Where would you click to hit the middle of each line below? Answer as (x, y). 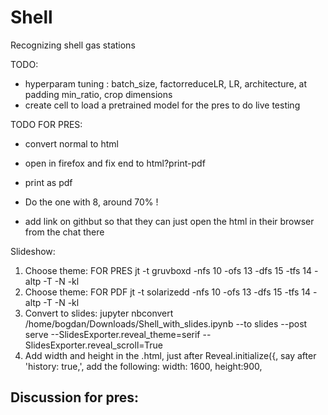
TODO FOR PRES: (46, 124)
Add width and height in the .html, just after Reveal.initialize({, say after (170, 355)
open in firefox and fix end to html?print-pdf (115, 163)
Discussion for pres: (75, 397)
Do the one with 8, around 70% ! (91, 202)
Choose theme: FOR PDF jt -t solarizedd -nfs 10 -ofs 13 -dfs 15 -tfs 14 (168, 292)
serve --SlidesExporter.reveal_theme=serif (112, 334)
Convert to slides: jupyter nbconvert (99, 313)
